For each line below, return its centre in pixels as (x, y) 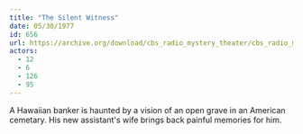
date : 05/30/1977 (42, 26)
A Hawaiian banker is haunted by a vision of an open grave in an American (147, 110)
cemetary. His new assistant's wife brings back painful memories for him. (146, 120)
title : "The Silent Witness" (64, 18)
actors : (24, 51)
